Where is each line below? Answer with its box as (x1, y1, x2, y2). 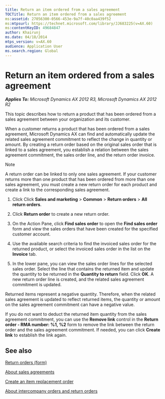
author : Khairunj (5, 30, 41, 35)
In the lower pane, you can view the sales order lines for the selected (12, 261, 153, 266)
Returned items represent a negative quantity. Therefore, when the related (5, 291, 156, 297)
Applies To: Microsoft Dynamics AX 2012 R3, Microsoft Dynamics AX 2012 (5, 97, 157, 102)
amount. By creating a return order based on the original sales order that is (5, 141, 157, 148)
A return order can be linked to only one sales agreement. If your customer (5, 171, 157, 177)
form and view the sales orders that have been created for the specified (12, 226, 159, 232)
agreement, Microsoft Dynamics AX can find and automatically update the (5, 131, 155, 137)
